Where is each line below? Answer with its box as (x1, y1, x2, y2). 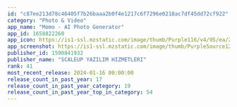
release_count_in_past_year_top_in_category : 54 (7, 89, 153, 96)
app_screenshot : (7, 43, 55, 50)
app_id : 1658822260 (7, 30, 65, 37)
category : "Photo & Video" (7, 17, 87, 24)
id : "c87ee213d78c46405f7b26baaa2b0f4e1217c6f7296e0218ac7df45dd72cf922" (7, 10, 229, 18)
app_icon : (7, 37, 37, 44)
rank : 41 (7, 63, 33, 70)
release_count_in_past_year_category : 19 (7, 82, 131, 89)
